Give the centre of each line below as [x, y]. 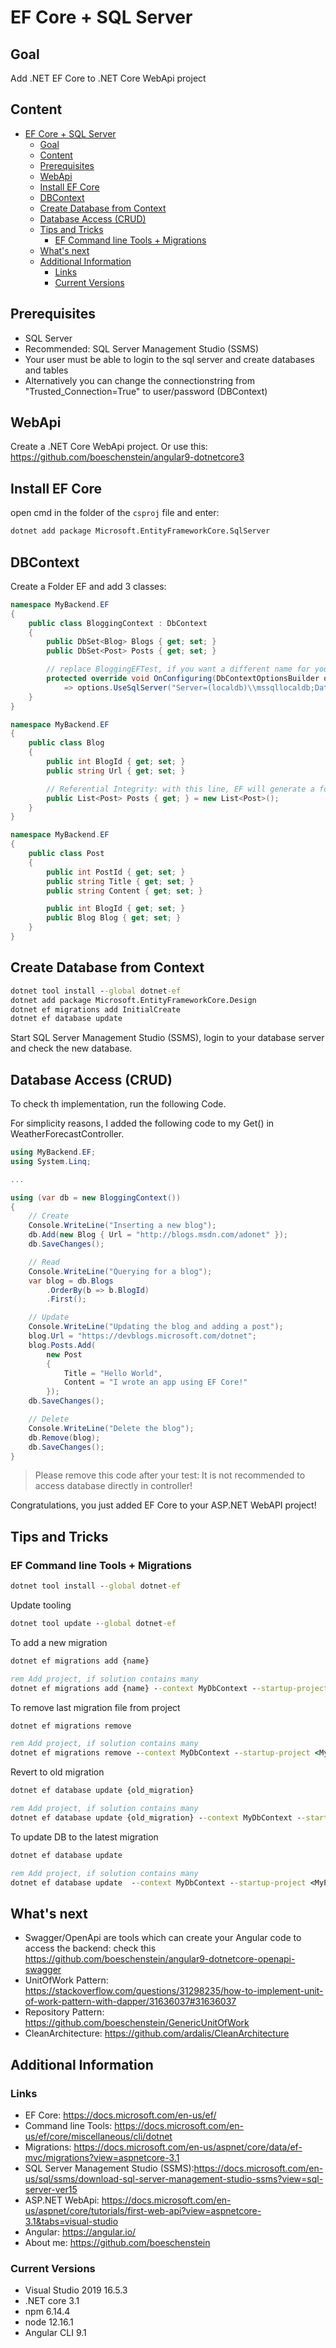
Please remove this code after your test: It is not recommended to [170, 1475]
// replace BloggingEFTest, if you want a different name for [178, 669]
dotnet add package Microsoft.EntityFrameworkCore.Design [133, 1000]
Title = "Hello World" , [113, 1373]
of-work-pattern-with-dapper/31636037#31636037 [130, 2002]
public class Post [66, 854]
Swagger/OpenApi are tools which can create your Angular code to [163, 1938]
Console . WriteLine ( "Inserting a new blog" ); [122, 1226]
